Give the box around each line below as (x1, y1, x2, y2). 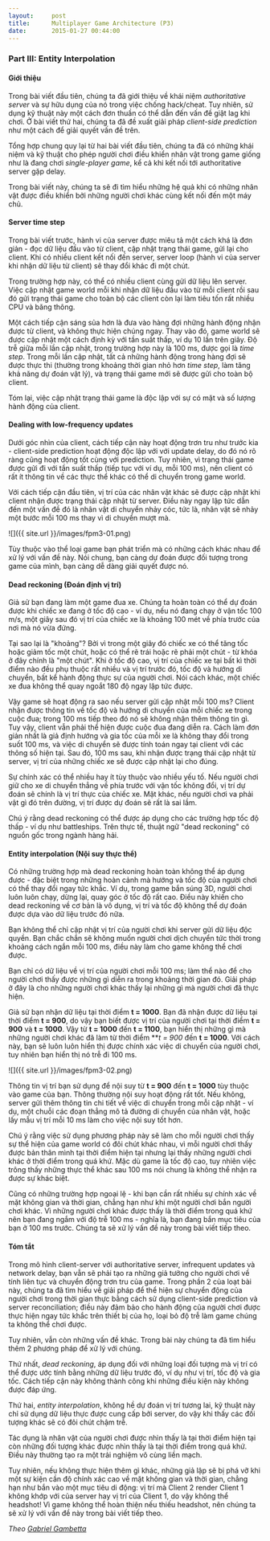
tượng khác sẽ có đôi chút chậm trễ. (8, 1417, 129, 1427)
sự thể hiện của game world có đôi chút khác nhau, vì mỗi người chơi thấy (8, 1139, 253, 1149)
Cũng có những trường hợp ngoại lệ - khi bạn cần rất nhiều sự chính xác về (8, 1189, 257, 1199)
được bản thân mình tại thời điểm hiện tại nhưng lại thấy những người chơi (8, 1148, 252, 1158)
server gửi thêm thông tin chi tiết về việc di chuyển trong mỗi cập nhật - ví (8, 1098, 254, 1108)
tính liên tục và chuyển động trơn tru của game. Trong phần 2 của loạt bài (8, 1277, 252, 1286)
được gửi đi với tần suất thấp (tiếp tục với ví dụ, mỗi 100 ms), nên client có (8, 463, 253, 472)
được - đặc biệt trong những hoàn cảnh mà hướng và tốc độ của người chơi (8, 875, 257, 885)
